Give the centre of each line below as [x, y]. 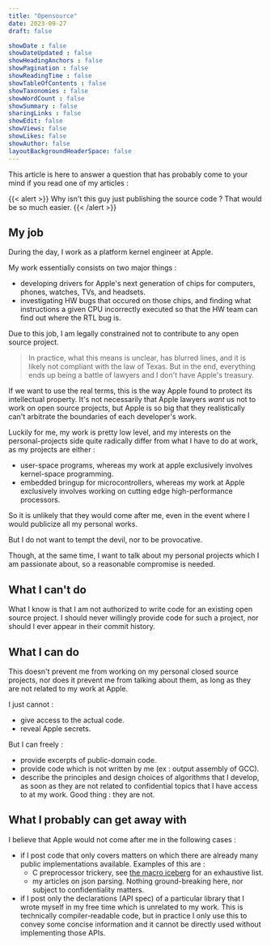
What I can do [44, 652]
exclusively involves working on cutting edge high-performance [126, 491]
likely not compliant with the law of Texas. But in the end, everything [142, 366]
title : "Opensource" [43, 16]
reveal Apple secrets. [55, 728]
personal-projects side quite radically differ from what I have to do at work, [133, 441]
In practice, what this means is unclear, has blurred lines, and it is [137, 358]
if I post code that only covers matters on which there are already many [139, 855]
